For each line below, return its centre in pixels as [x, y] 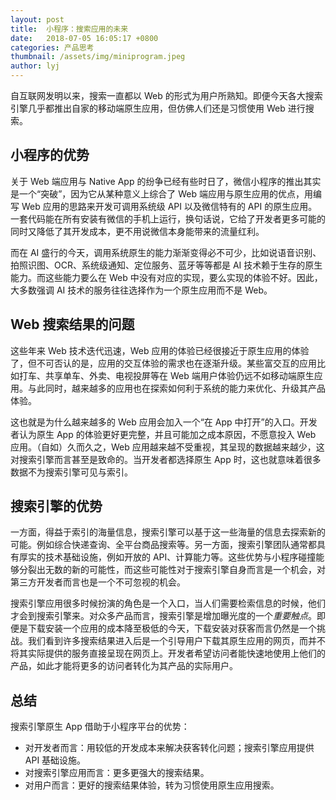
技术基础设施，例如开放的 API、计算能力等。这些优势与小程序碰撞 [180, 557]
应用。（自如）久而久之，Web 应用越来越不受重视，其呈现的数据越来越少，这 [167, 447]
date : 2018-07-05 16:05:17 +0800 [84, 38]
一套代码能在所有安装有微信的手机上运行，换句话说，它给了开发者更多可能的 [168, 218]
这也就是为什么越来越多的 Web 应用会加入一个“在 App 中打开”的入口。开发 [164, 422]
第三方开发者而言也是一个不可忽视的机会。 [98, 582]
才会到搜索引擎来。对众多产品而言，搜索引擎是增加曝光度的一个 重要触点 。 [163, 616]
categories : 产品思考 [52, 47]
